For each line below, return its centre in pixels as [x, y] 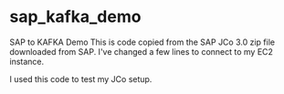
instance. [27, 61]
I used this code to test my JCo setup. [81, 78]
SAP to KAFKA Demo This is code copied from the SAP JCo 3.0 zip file [142, 42]
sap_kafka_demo [75, 17]
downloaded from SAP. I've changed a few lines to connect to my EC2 [142, 51]
